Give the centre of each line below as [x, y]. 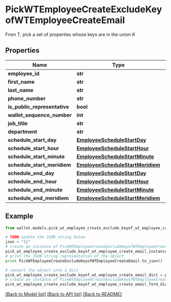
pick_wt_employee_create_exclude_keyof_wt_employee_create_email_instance [86, 251]
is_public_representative [38, 107]
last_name [21, 90]
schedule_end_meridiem [38, 198]
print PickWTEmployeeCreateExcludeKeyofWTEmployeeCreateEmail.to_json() [84, 261]
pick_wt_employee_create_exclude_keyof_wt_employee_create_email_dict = [84, 275]
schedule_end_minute [35, 190]
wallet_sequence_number [40, 115]
